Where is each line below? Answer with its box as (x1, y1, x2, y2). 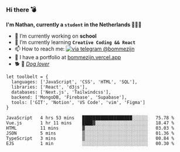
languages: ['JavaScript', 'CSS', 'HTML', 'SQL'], (11, 79, 138, 85)
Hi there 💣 (6, 5, 37, 13)
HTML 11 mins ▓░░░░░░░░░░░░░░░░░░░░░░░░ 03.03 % (6, 126, 175, 131)
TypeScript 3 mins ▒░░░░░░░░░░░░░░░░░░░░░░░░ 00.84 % (6, 136, 175, 141)
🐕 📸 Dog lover (14, 60, 50, 67)
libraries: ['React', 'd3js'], (11, 85, 88, 90)
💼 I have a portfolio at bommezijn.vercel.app (14, 54, 121, 61)
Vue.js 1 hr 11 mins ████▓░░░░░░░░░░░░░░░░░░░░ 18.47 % (6, 120, 175, 126)
